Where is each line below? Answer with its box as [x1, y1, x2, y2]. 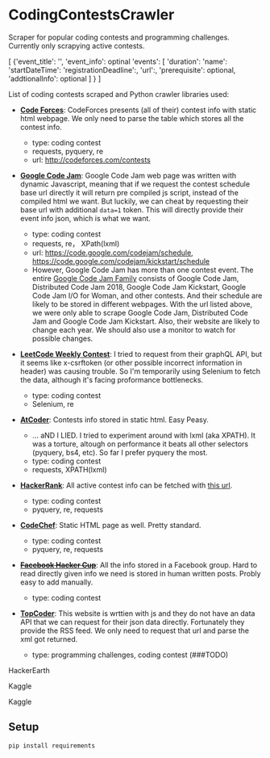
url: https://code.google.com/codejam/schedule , [31, 248, 193, 258]
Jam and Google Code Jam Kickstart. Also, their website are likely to [31, 316, 260, 326]
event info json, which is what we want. [19, 213, 152, 223]
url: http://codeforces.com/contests [31, 155, 151, 165]
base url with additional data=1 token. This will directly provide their [19, 204, 244, 215]
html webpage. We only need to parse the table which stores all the [19, 113, 244, 123]
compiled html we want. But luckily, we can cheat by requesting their [19, 196, 249, 206]
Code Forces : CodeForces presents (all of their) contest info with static [19, 105, 257, 115]
